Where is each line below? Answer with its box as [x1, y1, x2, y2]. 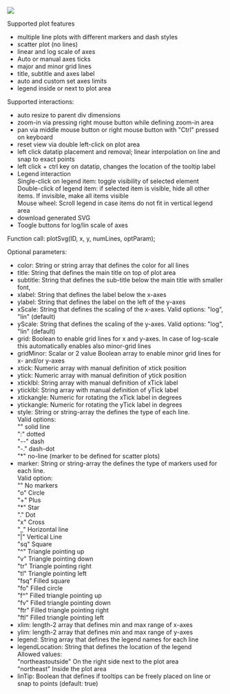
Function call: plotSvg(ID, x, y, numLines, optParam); [7, 235, 156, 242]
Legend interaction [17, 170, 71, 177]
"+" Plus [17, 496, 41, 504]
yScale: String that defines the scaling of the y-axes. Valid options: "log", [17, 320, 224, 328]
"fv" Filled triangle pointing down [17, 599, 112, 607]
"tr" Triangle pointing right [17, 562, 92, 570]
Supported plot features [7, 19, 75, 28]
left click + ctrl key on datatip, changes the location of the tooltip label [17, 162, 216, 171]
